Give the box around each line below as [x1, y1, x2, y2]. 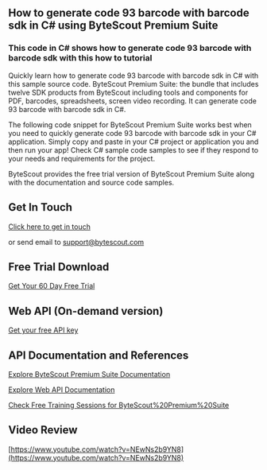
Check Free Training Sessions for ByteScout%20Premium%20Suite [8, 400, 230, 410]
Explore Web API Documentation [8, 385, 115, 394]
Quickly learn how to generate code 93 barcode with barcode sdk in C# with [8, 71, 259, 80]
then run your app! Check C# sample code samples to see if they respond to [8, 145, 259, 154]
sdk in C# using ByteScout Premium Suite [8, 19, 219, 33]
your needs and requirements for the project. [8, 153, 156, 163]
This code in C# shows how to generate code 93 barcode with [8, 43, 252, 54]
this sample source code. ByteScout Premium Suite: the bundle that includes [8, 79, 259, 88]
